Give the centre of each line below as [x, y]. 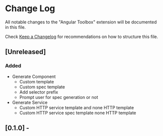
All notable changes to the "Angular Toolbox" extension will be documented [81, 22]
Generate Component [34, 77]
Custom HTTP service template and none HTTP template [77, 107]
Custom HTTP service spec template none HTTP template [78, 113]
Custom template [37, 81]
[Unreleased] [26, 52]
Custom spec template [42, 87]
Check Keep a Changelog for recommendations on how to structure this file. [82, 37]
